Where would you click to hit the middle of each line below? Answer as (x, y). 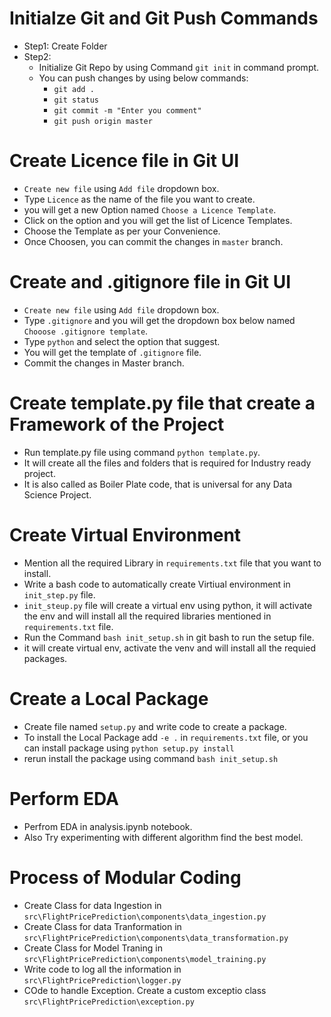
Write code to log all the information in (102, 969)
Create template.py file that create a (162, 403)
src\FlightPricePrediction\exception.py (109, 1002)
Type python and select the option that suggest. (122, 341)
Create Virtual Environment (125, 534)
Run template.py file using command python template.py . (142, 452)
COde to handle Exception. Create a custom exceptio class (145, 990)
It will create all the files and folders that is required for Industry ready (167, 463)
